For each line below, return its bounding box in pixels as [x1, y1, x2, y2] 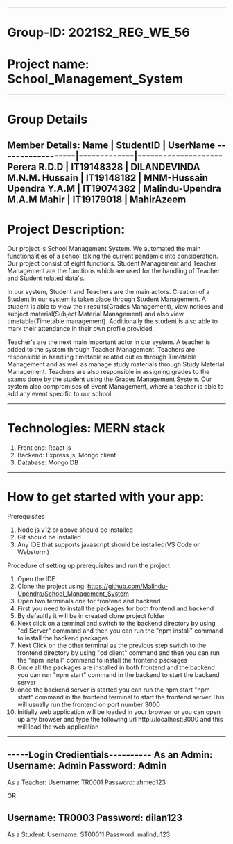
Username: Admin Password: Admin [7, 759, 167, 772]
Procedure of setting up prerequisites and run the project [7, 561, 171, 569]
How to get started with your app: [7, 489, 205, 505]
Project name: [7, 56, 89, 72]
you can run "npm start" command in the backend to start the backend [17, 670, 220, 679]
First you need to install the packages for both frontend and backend [17, 604, 214, 612]
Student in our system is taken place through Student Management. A [7, 295, 207, 303]
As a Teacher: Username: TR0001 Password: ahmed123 [7, 778, 166, 786]
